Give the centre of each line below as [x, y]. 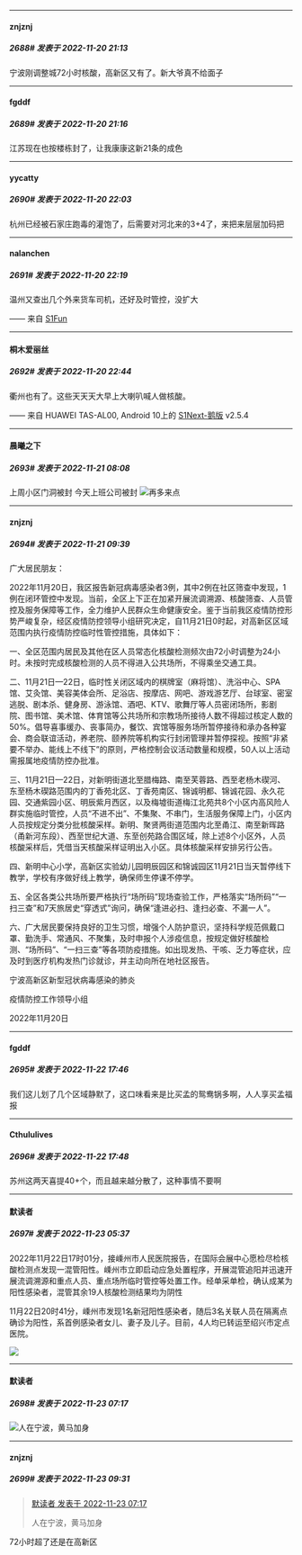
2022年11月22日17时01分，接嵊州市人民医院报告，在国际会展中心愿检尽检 [145, 1258]
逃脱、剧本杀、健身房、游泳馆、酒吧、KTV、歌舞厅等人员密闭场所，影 [139, 704]
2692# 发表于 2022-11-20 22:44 [71, 372]
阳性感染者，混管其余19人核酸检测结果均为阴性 [96, 1291]
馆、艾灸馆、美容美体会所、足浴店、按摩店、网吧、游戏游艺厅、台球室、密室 [151, 693]
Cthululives [31, 1135]
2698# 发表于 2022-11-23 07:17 [69, 1403]
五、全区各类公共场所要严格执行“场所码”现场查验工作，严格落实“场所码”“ [144, 896]
